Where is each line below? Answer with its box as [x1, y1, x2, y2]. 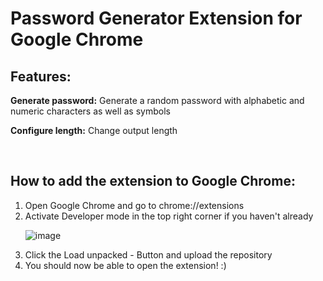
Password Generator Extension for [10, 7, 303, 30]
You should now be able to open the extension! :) [24, 259, 227, 271]
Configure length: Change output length [10, 125, 178, 136]
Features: [10, 68, 72, 85]
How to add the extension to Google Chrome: [10, 173, 296, 190]
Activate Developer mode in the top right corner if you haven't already [24, 210, 314, 222]
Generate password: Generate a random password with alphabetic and [10, 95, 305, 106]
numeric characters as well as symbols [10, 105, 171, 117]
